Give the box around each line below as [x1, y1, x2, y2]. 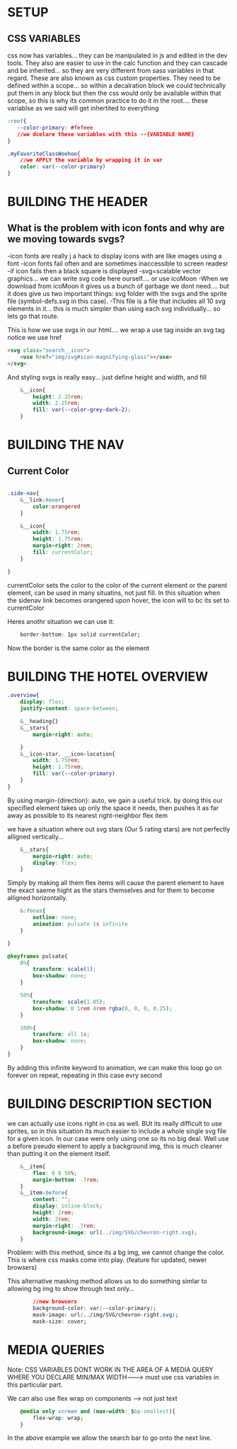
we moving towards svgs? [7, 233, 125, 245]
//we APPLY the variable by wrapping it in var [20, 157, 163, 164]
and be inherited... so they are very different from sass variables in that [7, 67, 214, 74]
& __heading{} [20, 718, 59, 725]
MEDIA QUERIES [7, 1342, 105, 1358]
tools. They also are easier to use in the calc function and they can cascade [7, 59, 228, 67]
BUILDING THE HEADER [7, 194, 149, 210]
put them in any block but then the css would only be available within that [7, 89, 221, 97]
